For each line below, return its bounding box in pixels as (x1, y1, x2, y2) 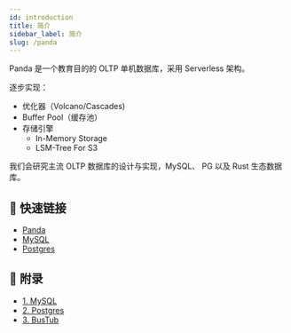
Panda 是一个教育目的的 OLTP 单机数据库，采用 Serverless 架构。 (9, 63, 250, 74)
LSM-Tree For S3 (35, 143, 98, 154)
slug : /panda (9, 37, 58, 47)
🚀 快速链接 (9, 201, 67, 216)
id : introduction (9, 12, 74, 22)
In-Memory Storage (35, 133, 108, 144)
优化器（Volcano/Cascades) (21, 101, 126, 112)
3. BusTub (21, 314, 59, 325)
